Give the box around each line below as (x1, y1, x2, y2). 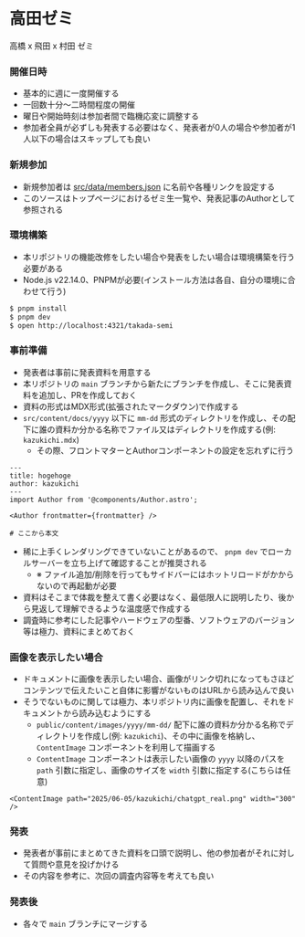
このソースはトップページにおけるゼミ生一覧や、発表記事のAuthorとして (22, 193, 296, 204)
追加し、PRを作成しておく (38, 389, 137, 400)
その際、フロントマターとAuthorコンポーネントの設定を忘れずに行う (36, 445, 295, 456)
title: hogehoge (9, 471, 71, 480)
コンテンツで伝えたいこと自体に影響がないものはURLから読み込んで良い (22, 685, 295, 696)
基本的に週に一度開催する (22, 88, 120, 99)
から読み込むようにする (62, 708, 152, 719)
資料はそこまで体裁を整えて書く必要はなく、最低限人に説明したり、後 (22, 591, 287, 603)
